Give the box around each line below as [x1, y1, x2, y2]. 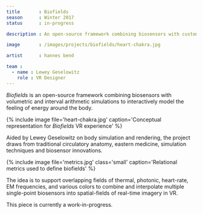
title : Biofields [6, 8, 69, 15]
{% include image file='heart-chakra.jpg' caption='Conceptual [6, 116, 162, 123]
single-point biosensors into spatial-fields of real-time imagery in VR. [6, 189, 178, 197]
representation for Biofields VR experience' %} [6, 122, 123, 130]
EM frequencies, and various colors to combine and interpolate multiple [6, 183, 184, 190]
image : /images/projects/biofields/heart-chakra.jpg [6, 42, 161, 48]
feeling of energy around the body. [6, 104, 93, 112]
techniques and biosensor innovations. [6, 146, 103, 154]
